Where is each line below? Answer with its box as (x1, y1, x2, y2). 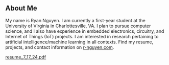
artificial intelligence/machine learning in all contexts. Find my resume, (5, 39, 154, 45)
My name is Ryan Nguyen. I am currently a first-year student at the (5, 17, 146, 23)
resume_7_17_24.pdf (5, 54, 46, 60)
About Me (5, 4, 37, 13)
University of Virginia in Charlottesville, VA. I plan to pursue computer (5, 23, 151, 29)
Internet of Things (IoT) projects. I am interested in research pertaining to (5, 33, 159, 39)
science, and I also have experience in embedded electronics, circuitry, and (5, 28, 164, 34)
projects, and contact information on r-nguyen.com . (5, 44, 114, 50)
